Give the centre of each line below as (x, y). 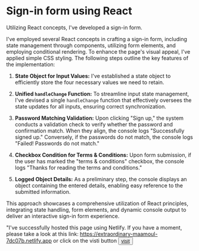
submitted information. (43, 191)
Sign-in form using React (69, 11)
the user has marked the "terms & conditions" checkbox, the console (99, 161)
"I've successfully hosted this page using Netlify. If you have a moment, (94, 227)
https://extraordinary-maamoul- (119, 234)
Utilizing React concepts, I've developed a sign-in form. (74, 27)
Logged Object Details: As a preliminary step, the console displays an (101, 179)
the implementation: (31, 64)
